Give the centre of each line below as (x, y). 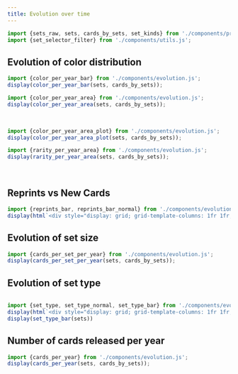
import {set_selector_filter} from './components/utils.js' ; (100, 40)
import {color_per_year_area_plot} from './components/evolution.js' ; (114, 131)
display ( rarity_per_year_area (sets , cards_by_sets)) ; (89, 157)
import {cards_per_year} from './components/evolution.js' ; (98, 357)
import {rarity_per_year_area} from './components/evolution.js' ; (107, 150)
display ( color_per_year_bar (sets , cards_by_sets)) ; (85, 85)
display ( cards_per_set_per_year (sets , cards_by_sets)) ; (91, 261)
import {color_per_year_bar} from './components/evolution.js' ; (104, 79)
